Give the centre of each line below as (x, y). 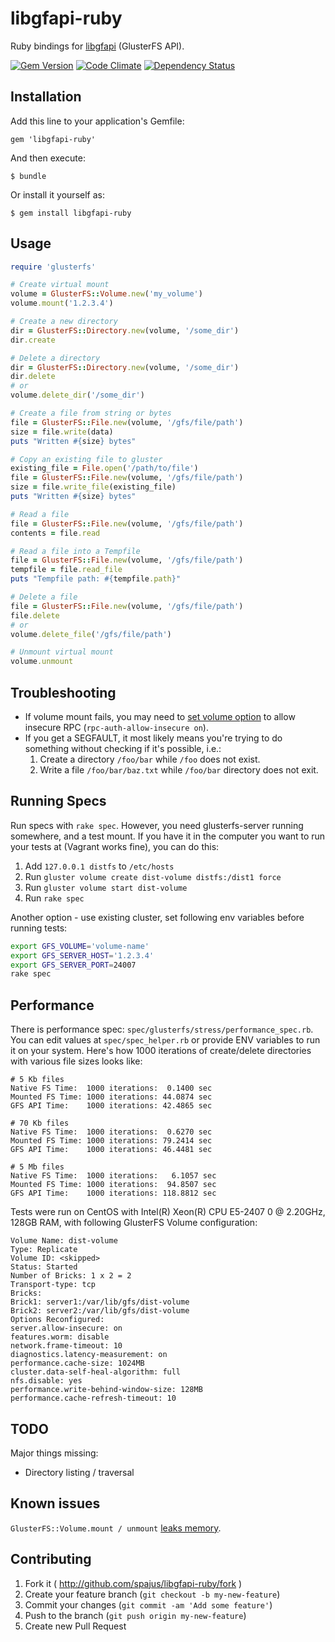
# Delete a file (44, 597)
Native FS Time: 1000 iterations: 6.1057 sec (113, 1176)
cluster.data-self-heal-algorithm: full (96, 1372)
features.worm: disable (60, 1337)
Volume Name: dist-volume (64, 1241)
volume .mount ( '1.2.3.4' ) (62, 303)
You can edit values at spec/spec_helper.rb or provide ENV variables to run (165, 1040)
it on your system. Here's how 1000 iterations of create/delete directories (161, 1051)
